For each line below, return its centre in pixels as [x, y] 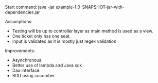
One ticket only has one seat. [41, 36]
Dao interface [26, 70]
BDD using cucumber [33, 75]
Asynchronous [27, 60]
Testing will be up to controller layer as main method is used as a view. [83, 31]
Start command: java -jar [30, 7]
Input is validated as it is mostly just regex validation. [65, 41]
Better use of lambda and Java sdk [47, 65]
